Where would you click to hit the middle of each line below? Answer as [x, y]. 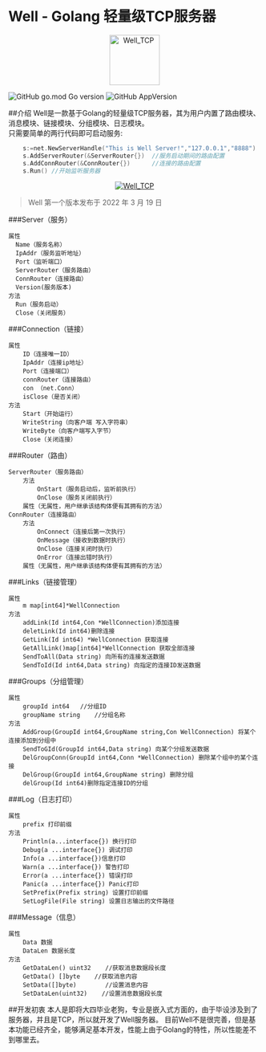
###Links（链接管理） [45, 582]
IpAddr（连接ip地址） [55, 363]
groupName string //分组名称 [74, 716]
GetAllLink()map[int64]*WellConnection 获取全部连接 [109, 648]
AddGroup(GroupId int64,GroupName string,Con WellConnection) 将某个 [139, 732]
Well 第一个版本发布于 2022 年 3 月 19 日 [95, 202]
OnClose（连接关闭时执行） [77, 549]
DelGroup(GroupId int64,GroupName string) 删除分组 [108, 775]
